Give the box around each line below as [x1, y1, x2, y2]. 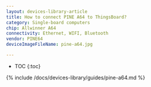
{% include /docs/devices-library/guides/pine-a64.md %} [6, 74, 145, 81]
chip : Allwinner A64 [6, 25, 57, 31]
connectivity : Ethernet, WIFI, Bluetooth [6, 31, 109, 36]
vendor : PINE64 [6, 36, 43, 42]
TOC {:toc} [14, 62, 41, 69]
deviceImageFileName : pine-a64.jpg [6, 42, 93, 48]
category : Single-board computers [6, 19, 91, 25]
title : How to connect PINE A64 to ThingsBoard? [6, 14, 127, 20]
